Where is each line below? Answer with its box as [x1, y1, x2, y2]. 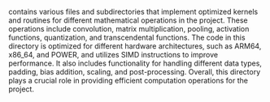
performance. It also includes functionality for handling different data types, [8, 58, 263, 68]
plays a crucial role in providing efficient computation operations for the [8, 76, 248, 85]
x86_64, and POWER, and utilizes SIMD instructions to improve [8, 50, 218, 59]
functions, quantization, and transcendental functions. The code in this [8, 32, 246, 42]
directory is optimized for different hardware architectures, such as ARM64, [8, 41, 262, 51]
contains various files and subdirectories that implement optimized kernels [8, 7, 259, 16]
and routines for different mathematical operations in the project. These [8, 15, 248, 25]
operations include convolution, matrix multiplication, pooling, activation [8, 24, 250, 33]
